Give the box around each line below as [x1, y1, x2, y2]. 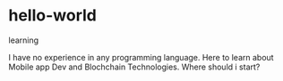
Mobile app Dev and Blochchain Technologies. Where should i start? [8, 61, 261, 72]
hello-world [8, 5, 98, 26]
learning [8, 35, 39, 45]
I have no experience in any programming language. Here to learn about [8, 52, 274, 62]
